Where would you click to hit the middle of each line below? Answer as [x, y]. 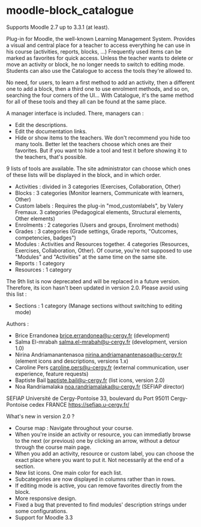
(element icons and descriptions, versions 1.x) [72, 361]
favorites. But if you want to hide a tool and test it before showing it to [101, 150]
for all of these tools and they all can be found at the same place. [86, 101]
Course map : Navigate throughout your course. [74, 428]
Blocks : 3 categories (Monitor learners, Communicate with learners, [99, 193]
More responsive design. [46, 498]
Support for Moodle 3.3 [44, 517]
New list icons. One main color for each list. [69, 472]
